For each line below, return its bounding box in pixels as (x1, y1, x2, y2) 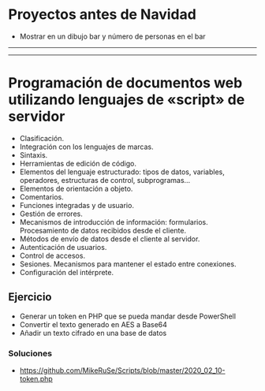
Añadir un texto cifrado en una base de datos (19, 328, 167, 337)
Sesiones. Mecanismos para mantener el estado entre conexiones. (19, 259, 237, 269)
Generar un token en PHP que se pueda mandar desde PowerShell (19, 311, 237, 321)
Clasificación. (19, 133, 65, 143)
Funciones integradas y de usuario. (19, 200, 134, 210)
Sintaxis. (19, 150, 48, 159)
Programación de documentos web (8, 74, 243, 92)
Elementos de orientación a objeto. (19, 184, 133, 193)
